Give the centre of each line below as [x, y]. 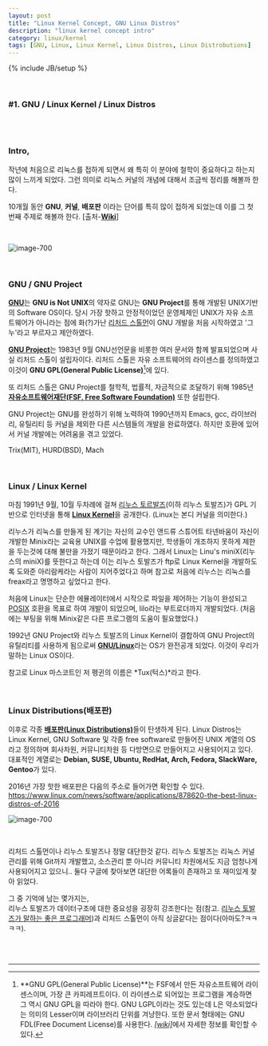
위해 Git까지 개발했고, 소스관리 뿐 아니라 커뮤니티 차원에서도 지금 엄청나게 [143, 861]
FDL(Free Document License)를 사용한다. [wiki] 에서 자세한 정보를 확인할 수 [138, 1024]
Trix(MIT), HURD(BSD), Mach [56, 449]
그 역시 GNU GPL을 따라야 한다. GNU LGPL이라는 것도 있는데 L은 [122, 1004]
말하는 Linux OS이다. [41, 655]
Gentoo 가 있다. [33, 769]
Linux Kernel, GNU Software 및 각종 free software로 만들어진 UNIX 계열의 [126, 740]
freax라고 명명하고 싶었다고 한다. [59, 581]
